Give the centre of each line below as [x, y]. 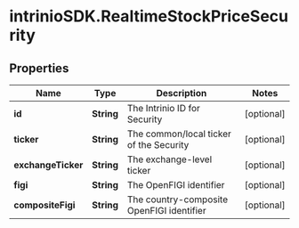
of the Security [158, 145]
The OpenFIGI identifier [176, 185]
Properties [39, 68]
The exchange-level [170, 159]
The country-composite [178, 199]
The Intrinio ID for [163, 108]
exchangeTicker [48, 165]
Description [182, 93]
